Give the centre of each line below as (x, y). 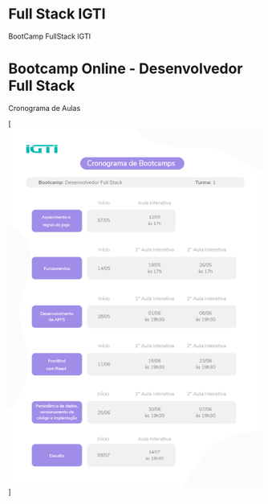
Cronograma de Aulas (45, 108)
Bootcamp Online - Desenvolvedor (126, 69)
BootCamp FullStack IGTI (49, 36)
